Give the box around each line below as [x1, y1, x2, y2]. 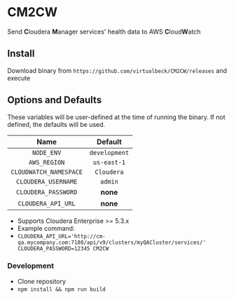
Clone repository [17, 277, 67, 285]
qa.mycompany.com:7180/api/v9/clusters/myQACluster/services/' [17, 239, 207, 246]
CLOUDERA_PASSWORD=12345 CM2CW [17, 245, 109, 252]
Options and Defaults [7, 94, 102, 106]
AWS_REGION [28, 158, 65, 166]
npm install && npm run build [17, 285, 106, 293]
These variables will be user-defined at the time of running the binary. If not [7, 113, 226, 121]
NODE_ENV [32, 149, 62, 156]
